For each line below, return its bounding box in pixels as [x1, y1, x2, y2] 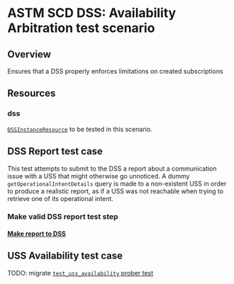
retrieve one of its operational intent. [7, 194, 113, 203]
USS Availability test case [7, 250, 123, 262]
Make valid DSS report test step [7, 212, 118, 222]
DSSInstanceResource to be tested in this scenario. [7, 125, 152, 133]
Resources [7, 87, 56, 100]
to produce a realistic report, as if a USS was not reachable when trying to [7, 186, 224, 195]
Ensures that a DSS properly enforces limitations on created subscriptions [7, 67, 223, 75]
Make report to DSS [7, 229, 66, 238]
